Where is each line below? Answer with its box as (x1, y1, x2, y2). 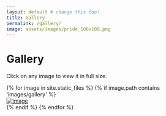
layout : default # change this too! (6, 9, 100, 15)
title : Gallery (6, 15, 45, 21)
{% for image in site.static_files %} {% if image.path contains (6, 84, 160, 92)
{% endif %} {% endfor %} (6, 104, 74, 111)
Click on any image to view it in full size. (6, 73, 107, 80)
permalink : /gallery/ (6, 20, 62, 26)
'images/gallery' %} (6, 91, 56, 98)
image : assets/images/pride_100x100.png (6, 26, 111, 32)
